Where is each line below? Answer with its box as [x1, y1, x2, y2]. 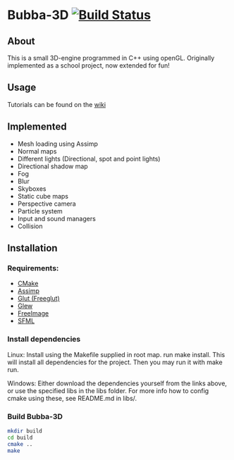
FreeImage [17, 309, 49, 318]
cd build [7, 434, 33, 441]
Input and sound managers [17, 214, 97, 223]
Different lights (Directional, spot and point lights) [17, 154, 161, 163]
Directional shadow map [17, 162, 88, 170]
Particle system [17, 206, 63, 215]
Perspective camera [17, 199, 76, 208]
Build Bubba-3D [7, 411, 63, 421]
